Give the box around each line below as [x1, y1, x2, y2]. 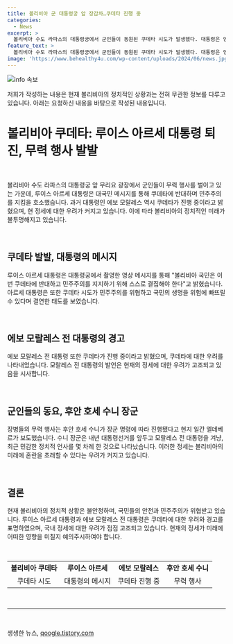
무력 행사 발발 [24, 143, 98, 158]
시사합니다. [19, 369, 51, 378]
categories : [7, 17, 42, 24]
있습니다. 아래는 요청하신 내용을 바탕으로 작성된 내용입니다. [7, 99, 166, 107]
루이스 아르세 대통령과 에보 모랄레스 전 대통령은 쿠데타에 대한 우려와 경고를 [21, 515, 224, 523]
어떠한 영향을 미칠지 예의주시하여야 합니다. [7, 532, 123, 541]
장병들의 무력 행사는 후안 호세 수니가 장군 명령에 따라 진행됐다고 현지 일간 [7, 425, 205, 434]
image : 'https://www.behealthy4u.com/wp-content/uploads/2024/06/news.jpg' [7, 56, 231, 62]
